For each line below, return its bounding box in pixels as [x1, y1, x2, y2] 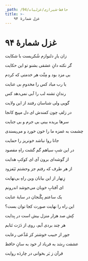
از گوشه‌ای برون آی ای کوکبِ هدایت [5, 156, 69, 163]
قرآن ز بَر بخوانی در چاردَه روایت [5, 250, 63, 256]
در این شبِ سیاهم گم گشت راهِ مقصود [5, 147, 74, 153]
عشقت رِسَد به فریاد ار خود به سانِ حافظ [5, 241, 79, 247]
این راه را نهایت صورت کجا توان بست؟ [5, 203, 74, 209]
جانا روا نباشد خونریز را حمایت [5, 138, 59, 144]
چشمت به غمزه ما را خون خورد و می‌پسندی [5, 128, 84, 134]
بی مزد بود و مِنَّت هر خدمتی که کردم [5, 72, 71, 78]
